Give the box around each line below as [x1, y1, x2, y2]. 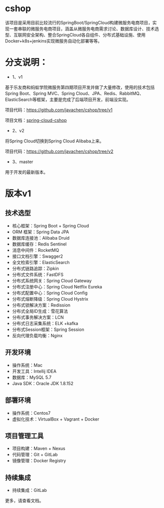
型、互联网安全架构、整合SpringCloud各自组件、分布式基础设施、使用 [5, 32, 146, 38]
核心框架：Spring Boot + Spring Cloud [12, 223, 89, 228]
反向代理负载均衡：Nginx [12, 332, 63, 338]
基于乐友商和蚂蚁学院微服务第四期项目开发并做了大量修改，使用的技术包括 [5, 84, 155, 90]
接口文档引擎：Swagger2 [12, 253, 63, 259]
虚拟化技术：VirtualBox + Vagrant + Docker [12, 416, 100, 422]
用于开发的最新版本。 [5, 169, 48, 175]
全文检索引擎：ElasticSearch [12, 259, 70, 265]
